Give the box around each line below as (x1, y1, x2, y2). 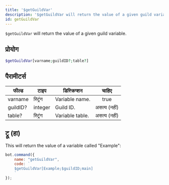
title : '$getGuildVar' (5, 7, 53, 13)
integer (33, 104, 50, 111)
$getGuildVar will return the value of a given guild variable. (5, 31, 127, 37)
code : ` (14, 161, 30, 166)
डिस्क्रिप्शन (62, 87, 83, 94)
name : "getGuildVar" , (14, 157, 59, 162)
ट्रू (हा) (5, 129, 21, 138)
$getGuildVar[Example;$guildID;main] (14, 166, 94, 171)
